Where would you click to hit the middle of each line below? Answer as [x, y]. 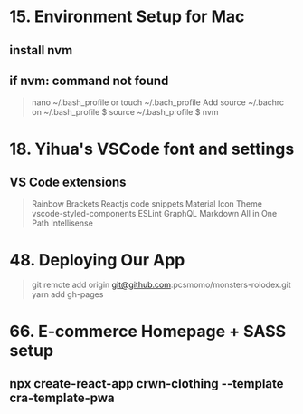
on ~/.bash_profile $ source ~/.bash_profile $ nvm [125, 112]
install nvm [41, 50]
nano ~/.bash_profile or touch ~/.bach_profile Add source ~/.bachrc [158, 102]
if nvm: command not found [89, 80]
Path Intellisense [62, 223]
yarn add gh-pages [67, 294]
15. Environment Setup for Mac [127, 17]
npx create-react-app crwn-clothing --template [147, 384]
